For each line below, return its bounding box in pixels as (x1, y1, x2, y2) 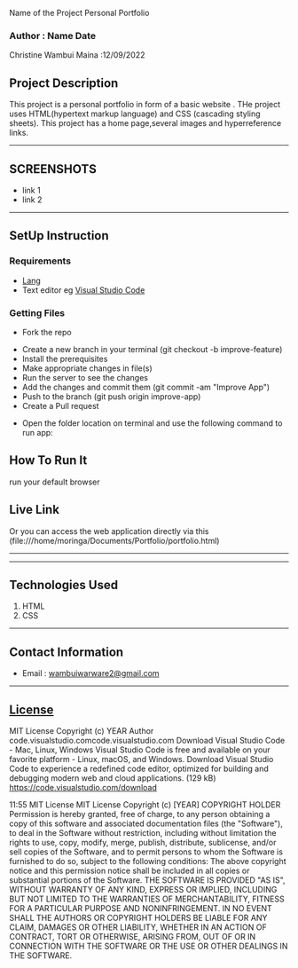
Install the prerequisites (21, 353, 108, 364)
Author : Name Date (9, 29, 96, 42)
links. (9, 128, 29, 138)
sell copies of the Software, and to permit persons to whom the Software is (9, 846, 284, 857)
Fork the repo (21, 327, 73, 337)
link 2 (21, 194, 43, 205)
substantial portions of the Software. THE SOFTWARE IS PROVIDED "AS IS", (9, 874, 286, 885)
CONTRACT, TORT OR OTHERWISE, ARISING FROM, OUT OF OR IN (9, 931, 256, 941)
